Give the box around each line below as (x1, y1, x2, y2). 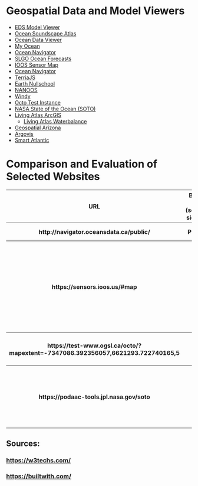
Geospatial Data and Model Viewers (6, 4, 185, 18)
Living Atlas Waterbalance (23, 118, 87, 125)
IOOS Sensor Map (14, 61, 59, 69)
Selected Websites (6, 170, 100, 184)
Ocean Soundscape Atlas (14, 30, 77, 37)
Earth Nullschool (14, 80, 55, 87)
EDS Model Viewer (14, 24, 60, 31)
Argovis (14, 130, 34, 137)
